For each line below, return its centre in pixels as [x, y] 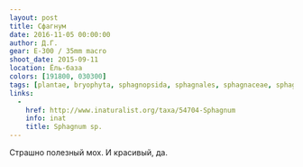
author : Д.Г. [34, 43]
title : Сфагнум [38, 26]
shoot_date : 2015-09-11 [54, 60]
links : [22, 93]
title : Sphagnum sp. [64, 127]
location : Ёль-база [46, 69]
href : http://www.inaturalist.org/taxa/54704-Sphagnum [131, 110]
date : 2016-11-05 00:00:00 [60, 34]
